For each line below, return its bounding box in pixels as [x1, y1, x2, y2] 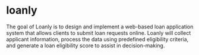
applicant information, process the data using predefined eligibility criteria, [6, 35, 189, 43]
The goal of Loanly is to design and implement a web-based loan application [6, 23, 194, 30]
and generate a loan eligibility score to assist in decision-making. [6, 42, 165, 49]
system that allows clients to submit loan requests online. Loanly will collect [6, 29, 191, 36]
